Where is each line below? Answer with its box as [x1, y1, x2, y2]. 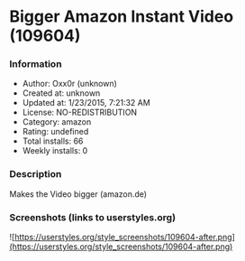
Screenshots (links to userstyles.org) [9, 210, 177, 223]
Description [9, 168, 62, 181]
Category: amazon [22, 117, 92, 127]
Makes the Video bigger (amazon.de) [9, 188, 147, 200]
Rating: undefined [22, 126, 89, 137]
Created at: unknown [22, 88, 101, 98]
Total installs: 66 [22, 135, 84, 146]
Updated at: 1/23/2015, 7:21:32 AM [22, 98, 150, 108]
